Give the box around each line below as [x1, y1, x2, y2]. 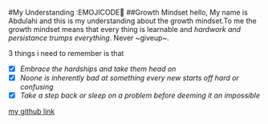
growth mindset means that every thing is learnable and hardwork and [8, 25, 242, 34]
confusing [19, 82, 54, 92]
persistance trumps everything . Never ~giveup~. [8, 33, 170, 42]
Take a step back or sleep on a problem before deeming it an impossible [19, 90, 261, 100]
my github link [8, 106, 55, 116]
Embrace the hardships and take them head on [19, 64, 177, 74]
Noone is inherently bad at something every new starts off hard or [19, 73, 239, 83]
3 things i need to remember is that [8, 49, 124, 58]
